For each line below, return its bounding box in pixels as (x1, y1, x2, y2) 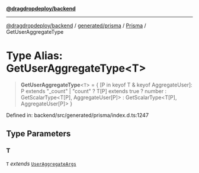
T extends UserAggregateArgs (6, 160, 77, 167)
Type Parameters (6, 129, 71, 139)
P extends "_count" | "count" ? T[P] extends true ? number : (20, 87, 167, 94)
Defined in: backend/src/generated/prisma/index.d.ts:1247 (6, 111, 149, 118)
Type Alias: (6, 49, 63, 63)
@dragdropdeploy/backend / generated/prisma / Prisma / (6, 22, 146, 29)
